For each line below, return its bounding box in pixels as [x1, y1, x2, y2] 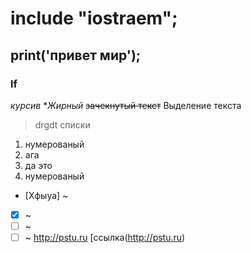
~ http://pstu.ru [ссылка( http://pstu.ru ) [24, 232, 186, 243]
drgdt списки [34, 118, 91, 131]
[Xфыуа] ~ [24, 189, 69, 201]
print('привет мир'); [10, 47, 142, 64]
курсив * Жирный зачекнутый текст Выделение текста [10, 99, 242, 111]
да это [24, 159, 53, 171]
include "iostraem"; [10, 7, 178, 30]
